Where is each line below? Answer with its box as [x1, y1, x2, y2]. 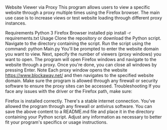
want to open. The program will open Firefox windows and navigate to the [5, 56, 157, 62]
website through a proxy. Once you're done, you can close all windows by [5, 62, 157, 67]
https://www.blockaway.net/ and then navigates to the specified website [5, 72, 154, 78]
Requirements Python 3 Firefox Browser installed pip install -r [5, 30, 131, 35]
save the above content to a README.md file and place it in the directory [5, 108, 155, 114]
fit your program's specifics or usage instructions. [5, 119, 108, 125]
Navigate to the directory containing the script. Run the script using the [5, 40, 151, 46]
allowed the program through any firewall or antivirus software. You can [5, 103, 153, 109]
